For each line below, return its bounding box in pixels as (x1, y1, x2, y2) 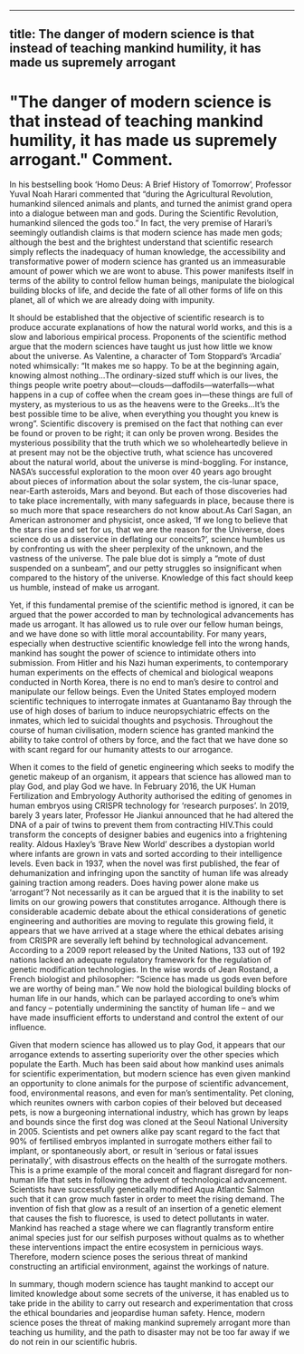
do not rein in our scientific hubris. (9, 1337, 138, 1348)
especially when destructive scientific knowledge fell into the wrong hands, (9, 638, 290, 649)
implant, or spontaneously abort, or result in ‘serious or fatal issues (9, 1145, 259, 1156)
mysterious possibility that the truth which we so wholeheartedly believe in (9, 437, 288, 449)
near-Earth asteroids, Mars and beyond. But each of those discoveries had (9, 486, 288, 497)
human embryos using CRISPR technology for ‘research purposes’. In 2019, (9, 800, 290, 812)
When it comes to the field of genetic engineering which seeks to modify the (9, 762, 295, 773)
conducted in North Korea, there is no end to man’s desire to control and (9, 677, 279, 687)
